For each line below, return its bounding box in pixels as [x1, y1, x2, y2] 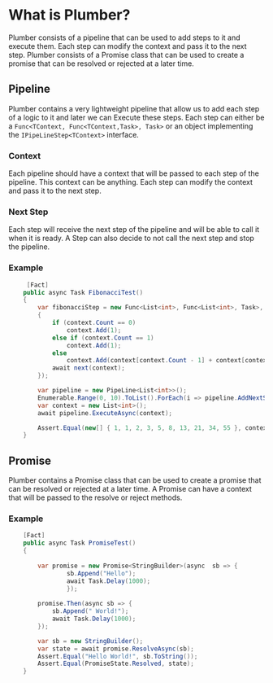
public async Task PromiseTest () [23, 539, 136, 547]
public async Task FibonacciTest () [23, 288, 144, 296]
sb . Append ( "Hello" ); [66, 569, 136, 577]
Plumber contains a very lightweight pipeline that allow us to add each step [8, 103, 260, 113]
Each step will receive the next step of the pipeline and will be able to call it [8, 225, 260, 234]
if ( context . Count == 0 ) [51, 319, 136, 327]
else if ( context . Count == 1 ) [51, 334, 154, 342]
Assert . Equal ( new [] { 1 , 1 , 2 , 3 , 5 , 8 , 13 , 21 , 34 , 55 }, [37, 423, 242, 432]
